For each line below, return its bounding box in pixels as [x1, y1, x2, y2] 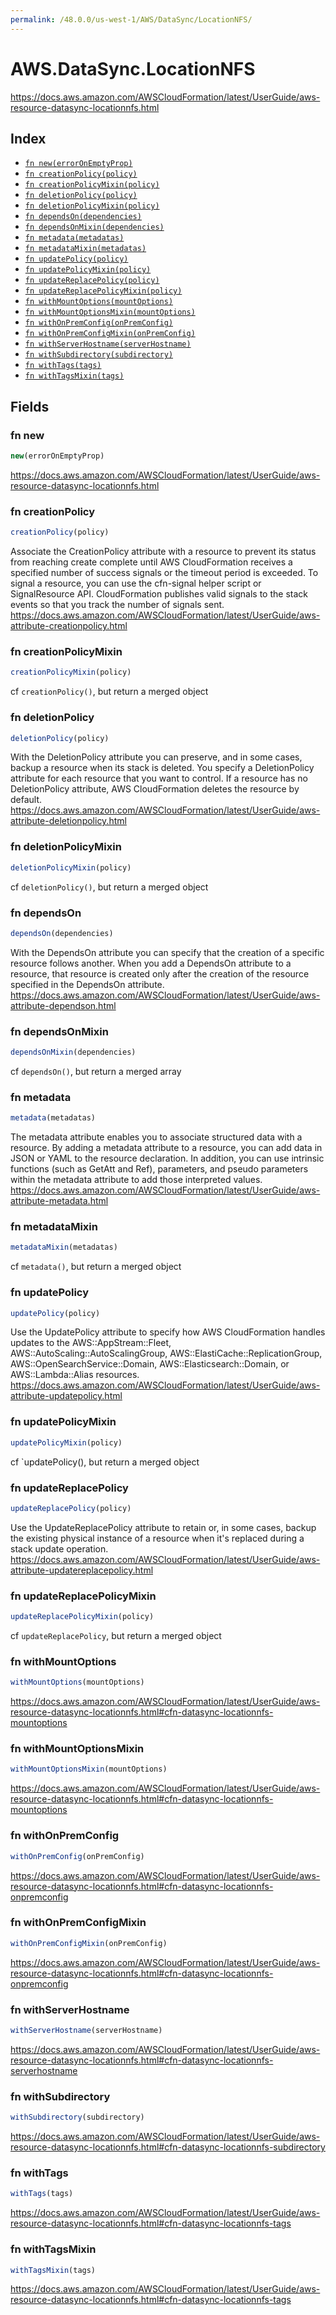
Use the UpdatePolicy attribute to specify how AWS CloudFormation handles [10, 1326, 326, 1338]
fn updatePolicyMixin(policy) [24, 265, 152, 275]
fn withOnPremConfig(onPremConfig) [24, 318, 174, 328]
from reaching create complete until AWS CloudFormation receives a [10, 556, 293, 568]
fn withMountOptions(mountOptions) [24, 297, 174, 307]
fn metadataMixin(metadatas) [24, 244, 147, 254]
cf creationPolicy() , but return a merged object [10, 686, 209, 698]
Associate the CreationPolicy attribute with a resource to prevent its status [10, 546, 317, 558]
